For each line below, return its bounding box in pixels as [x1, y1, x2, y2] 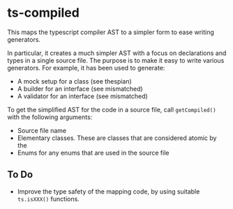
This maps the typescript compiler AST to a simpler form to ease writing [7, 28, 214, 36]
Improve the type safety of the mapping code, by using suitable [17, 187, 200, 196]
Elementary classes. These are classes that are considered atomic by [17, 134, 217, 142]
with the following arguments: [7, 113, 93, 121]
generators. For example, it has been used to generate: [7, 63, 165, 72]
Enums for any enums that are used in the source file [17, 148, 170, 157]
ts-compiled [7, 5, 80, 21]
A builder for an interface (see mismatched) [17, 84, 143, 93]
